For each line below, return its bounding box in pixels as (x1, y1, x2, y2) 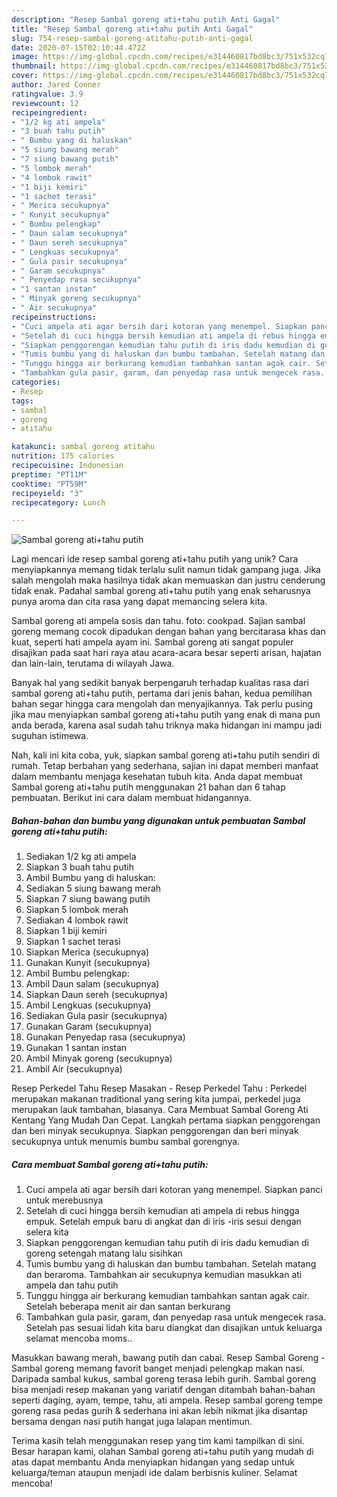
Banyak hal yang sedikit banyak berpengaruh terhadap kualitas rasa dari (11, 677, 309, 689)
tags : (11, 396, 34, 406)
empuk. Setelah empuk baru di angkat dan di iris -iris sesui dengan (25, 1216, 302, 1228)
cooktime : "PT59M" (11, 479, 88, 489)
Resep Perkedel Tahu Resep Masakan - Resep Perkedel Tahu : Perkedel (11, 1082, 308, 1095)
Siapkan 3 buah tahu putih (25, 861, 134, 873)
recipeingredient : (11, 107, 88, 118)
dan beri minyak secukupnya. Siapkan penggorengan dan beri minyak (11, 1125, 299, 1137)
